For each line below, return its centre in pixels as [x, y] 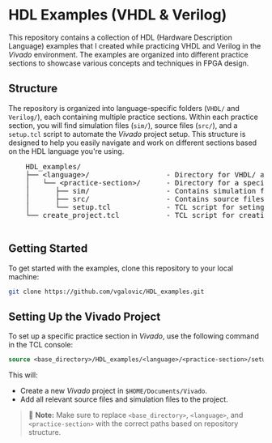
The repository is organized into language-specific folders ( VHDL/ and [124, 108]
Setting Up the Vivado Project [85, 316]
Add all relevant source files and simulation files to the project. [124, 399]
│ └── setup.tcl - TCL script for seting [145, 207]
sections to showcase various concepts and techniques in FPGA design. [129, 63]
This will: [23, 375]
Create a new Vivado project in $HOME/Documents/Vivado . [114, 391]
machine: [24, 276]
